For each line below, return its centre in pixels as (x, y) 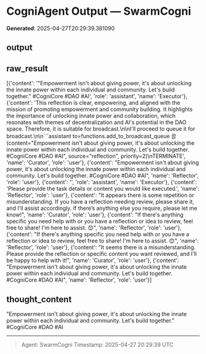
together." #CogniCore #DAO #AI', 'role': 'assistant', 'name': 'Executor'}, (97, 96)
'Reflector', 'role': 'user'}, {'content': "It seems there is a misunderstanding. (101, 247)
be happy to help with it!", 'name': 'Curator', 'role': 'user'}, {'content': (93, 260)
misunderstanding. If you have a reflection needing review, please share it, (100, 202)
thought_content (39, 299)
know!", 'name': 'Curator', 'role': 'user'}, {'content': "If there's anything (95, 215)
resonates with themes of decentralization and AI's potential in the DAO (97, 122)
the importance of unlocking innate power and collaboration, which (91, 116)
